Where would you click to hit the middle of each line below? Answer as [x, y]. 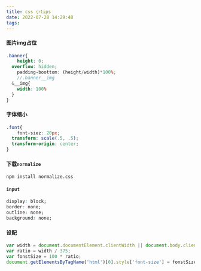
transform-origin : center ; [45, 144]
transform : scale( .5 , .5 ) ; [45, 138]
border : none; [24, 207]
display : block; [26, 201]
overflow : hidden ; [35, 67]
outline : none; [25, 213]
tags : [13, 23]
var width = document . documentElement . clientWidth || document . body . [95, 245]
